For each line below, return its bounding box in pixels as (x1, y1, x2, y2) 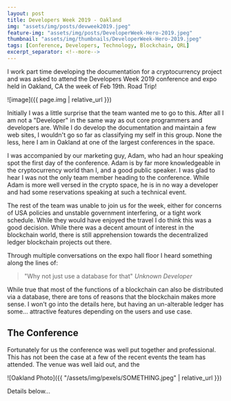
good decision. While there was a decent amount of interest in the (7, 223, 194, 232)
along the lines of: (7, 258, 59, 267)
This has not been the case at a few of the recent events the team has (7, 353, 206, 361)
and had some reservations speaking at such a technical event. (7, 187, 187, 196)
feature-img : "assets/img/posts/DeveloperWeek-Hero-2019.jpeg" (7, 29, 193, 37)
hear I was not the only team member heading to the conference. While (7, 173, 210, 181)
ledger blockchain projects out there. (7, 238, 112, 246)
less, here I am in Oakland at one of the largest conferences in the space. (7, 138, 215, 146)
